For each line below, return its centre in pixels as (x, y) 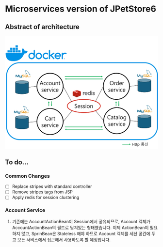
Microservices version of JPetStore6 (81, 9)
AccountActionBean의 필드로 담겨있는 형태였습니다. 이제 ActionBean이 (80, 227)
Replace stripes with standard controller (52, 186)
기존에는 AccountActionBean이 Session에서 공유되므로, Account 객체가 (81, 221)
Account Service (25, 210)
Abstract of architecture (42, 27)
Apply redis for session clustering (46, 198)
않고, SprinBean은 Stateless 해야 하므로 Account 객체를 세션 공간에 (86, 233)
